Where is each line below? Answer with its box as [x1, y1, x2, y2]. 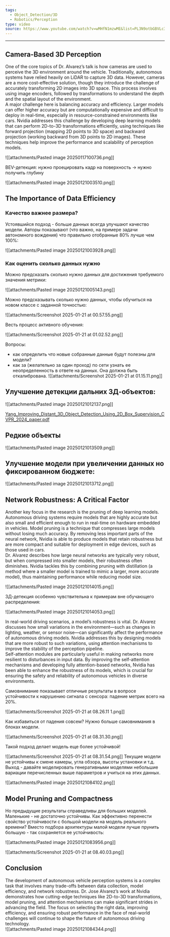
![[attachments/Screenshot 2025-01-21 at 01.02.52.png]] [5, 331, 123, 337]
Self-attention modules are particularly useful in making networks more [5, 651, 154, 657]
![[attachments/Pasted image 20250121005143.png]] [5, 286, 115, 292]
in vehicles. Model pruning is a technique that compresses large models [5, 525, 155, 532]
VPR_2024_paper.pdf [5, 416, 50, 422]
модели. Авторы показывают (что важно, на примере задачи [5, 226, 138, 232]
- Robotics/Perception [10, 17, 58, 22]
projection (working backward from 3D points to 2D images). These [5, 133, 146, 140]
